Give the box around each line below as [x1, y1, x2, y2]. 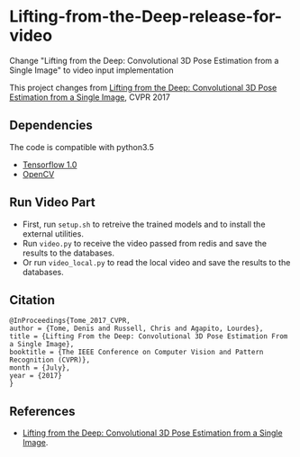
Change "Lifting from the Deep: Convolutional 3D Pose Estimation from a [9, 55, 279, 66]
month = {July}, [9, 363, 70, 372]
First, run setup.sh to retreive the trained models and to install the [22, 219, 266, 229]
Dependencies [9, 118, 93, 133]
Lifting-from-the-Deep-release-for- [9, 6, 282, 27]
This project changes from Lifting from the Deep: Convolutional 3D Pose [9, 82, 277, 93]
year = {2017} [9, 372, 63, 381]
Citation [9, 292, 56, 308]
